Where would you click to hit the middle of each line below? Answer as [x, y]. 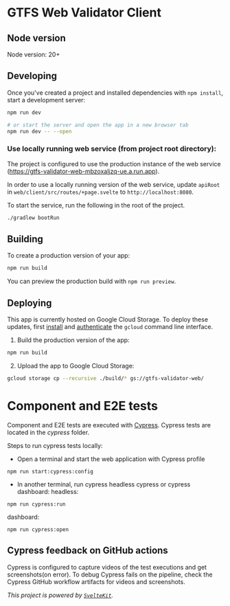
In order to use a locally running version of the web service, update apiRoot [114, 184]
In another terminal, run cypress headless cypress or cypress [104, 484]
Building [25, 239]
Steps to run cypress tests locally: [55, 445]
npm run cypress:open [38, 529]
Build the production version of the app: [73, 340]
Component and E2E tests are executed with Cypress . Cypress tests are [109, 425]
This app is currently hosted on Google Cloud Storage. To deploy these [107, 319]
